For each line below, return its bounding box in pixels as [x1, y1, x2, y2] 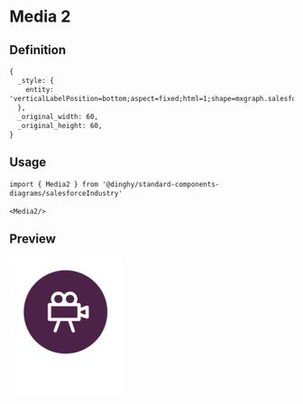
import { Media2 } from [9, 179, 99, 188]
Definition [9, 42, 66, 58]
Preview [9, 232, 57, 247]
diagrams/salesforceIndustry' [9, 188, 124, 197]
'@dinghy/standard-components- [102, 179, 220, 188]
